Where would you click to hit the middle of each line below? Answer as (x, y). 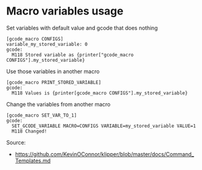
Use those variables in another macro (53, 71)
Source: (16, 142)
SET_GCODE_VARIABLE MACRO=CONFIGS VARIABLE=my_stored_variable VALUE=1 (104, 126)
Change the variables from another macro (58, 104)
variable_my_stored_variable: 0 (47, 44)
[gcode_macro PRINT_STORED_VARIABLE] (54, 82)
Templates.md (33, 160)
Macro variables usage (65, 11)
